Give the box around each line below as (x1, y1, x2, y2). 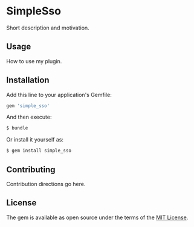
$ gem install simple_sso (6, 148, 71, 154)
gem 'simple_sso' (6, 102, 50, 109)
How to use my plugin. (6, 57, 62, 64)
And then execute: (6, 113, 52, 121)
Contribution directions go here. (6, 181, 86, 187)
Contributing (6, 164, 56, 175)
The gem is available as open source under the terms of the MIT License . (6, 214, 189, 221)
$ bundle (6, 125, 28, 131)
